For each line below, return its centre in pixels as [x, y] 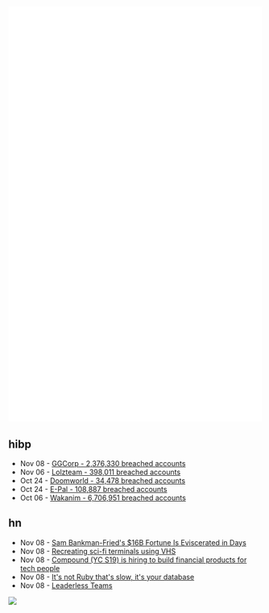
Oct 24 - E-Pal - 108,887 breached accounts [93, 489]
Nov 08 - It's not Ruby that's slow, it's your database [107, 577]
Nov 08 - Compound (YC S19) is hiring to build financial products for [133, 560]
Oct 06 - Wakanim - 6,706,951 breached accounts [103, 498]
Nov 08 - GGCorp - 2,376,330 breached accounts [103, 463]
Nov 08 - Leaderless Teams [66, 585]
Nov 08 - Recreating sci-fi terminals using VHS [98, 551]
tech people [40, 568]
